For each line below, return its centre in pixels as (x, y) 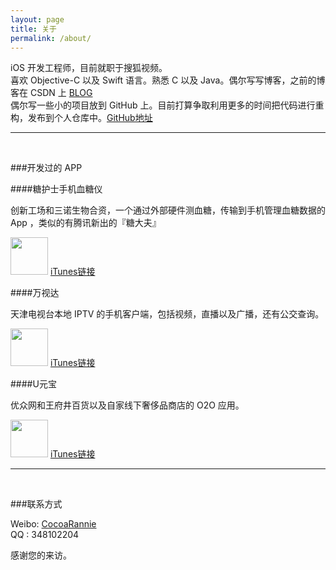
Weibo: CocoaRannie (53, 524)
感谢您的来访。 (41, 555)
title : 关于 (33, 29)
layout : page (37, 19)
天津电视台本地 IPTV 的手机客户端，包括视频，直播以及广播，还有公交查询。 (167, 314)
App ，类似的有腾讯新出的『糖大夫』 (86, 223)
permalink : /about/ (51, 38)
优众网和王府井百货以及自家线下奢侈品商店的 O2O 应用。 (127, 405)
